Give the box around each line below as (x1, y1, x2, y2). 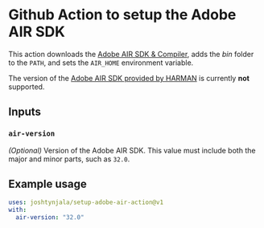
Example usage (8, 177, 87, 191)
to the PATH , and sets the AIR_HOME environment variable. (8, 58, 194, 67)
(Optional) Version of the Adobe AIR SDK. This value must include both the (8, 145, 256, 155)
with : (8, 206, 27, 214)
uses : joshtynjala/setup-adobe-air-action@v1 (8, 198, 163, 206)
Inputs (8, 105, 42, 119)
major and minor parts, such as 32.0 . (8, 154, 130, 164)
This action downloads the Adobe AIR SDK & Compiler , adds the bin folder (8, 49, 254, 59)
